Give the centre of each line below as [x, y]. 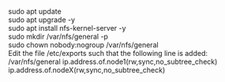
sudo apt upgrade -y [42, 20]
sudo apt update [35, 11]
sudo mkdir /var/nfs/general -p [58, 36]
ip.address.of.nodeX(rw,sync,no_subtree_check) [87, 70]
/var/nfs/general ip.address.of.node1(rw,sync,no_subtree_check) [113, 61]
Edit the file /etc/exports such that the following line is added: [108, 53]
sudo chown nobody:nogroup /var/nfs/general [84, 45]
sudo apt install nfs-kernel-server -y [67, 28]
